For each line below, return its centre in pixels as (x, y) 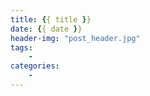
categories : (35, 66)
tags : (21, 47)
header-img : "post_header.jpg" (75, 38)
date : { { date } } (46, 29)
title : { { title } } (51, 19)
